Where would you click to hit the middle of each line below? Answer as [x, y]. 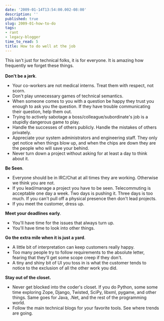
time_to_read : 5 [22, 42]
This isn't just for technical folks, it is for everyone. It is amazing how [74, 60]
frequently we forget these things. [40, 65]
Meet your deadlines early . [33, 213]
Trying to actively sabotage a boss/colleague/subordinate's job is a [80, 117]
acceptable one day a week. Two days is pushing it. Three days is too [82, 193]
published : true [22, 19]
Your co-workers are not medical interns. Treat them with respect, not [83, 85]
